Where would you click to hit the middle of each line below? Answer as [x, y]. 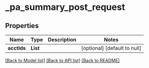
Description [62, 40]
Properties [22, 26]
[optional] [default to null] [111, 48]
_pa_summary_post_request [65, 7]
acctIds [17, 48]
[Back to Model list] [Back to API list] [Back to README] [62, 60]
